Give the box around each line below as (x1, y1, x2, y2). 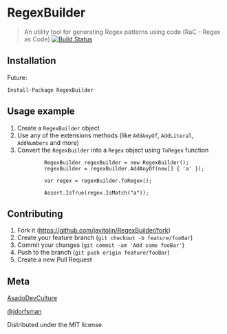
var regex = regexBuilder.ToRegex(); (43, 177, 153, 184)
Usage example (7, 106, 76, 117)
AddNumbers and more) (17, 138, 79, 146)
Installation (7, 55, 56, 67)
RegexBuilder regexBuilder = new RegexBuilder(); (43, 159, 189, 166)
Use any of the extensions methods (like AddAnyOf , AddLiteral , (17, 131, 194, 139)
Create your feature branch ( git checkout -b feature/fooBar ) (17, 233, 193, 242)
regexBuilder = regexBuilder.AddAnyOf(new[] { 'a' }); (43, 165, 205, 172)
